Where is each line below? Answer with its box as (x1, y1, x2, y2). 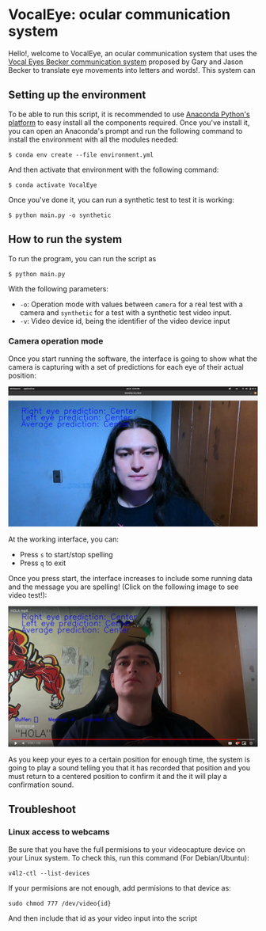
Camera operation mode (8, 336, 104, 347)
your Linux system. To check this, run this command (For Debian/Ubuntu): (8, 853, 249, 862)
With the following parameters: (8, 283, 109, 294)
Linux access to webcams (8, 826, 110, 838)
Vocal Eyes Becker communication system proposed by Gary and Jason (8, 57, 244, 66)
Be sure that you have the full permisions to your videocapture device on (8, 845, 245, 854)
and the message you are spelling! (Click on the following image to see (8, 582, 239, 591)
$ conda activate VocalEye (8, 180, 97, 189)
